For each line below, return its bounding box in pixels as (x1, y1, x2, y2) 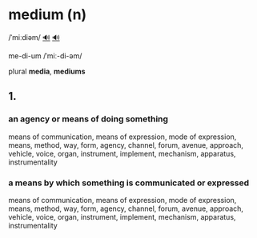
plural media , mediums (8, 66, 86, 76)
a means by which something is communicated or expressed (8, 177, 250, 188)
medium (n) (8, 6, 87, 24)
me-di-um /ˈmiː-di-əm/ (8, 50, 82, 61)
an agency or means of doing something (8, 113, 169, 125)
